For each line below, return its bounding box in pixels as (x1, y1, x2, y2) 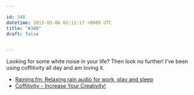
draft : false (6, 31, 39, 37)
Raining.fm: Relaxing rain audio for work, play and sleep (14, 76, 154, 83)
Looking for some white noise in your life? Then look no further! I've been (6, 58, 189, 65)
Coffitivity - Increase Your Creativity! (14, 82, 107, 90)
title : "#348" (6, 25, 42, 31)
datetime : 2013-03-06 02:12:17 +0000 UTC (6, 19, 112, 26)
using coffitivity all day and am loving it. (6, 64, 105, 72)
